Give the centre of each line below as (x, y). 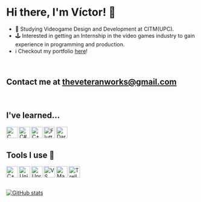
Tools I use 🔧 (30, 155)
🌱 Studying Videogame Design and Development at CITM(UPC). (94, 29)
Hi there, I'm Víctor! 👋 (61, 12)
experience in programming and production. (70, 44)
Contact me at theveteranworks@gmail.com (91, 82)
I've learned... (33, 116)
